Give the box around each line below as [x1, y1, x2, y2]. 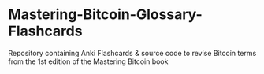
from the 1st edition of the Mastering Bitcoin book [8, 57, 169, 66]
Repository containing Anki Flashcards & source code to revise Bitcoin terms [8, 48, 257, 57]
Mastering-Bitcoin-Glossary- [8, 6, 203, 24]
